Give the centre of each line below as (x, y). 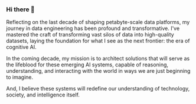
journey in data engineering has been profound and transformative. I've (93, 28)
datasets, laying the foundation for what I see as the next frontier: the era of (98, 41)
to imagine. (20, 77)
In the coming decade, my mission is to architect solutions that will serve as (98, 59)
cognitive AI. (21, 47)
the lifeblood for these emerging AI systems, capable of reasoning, (87, 65)
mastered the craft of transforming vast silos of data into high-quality (90, 35)
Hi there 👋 (21, 9)
